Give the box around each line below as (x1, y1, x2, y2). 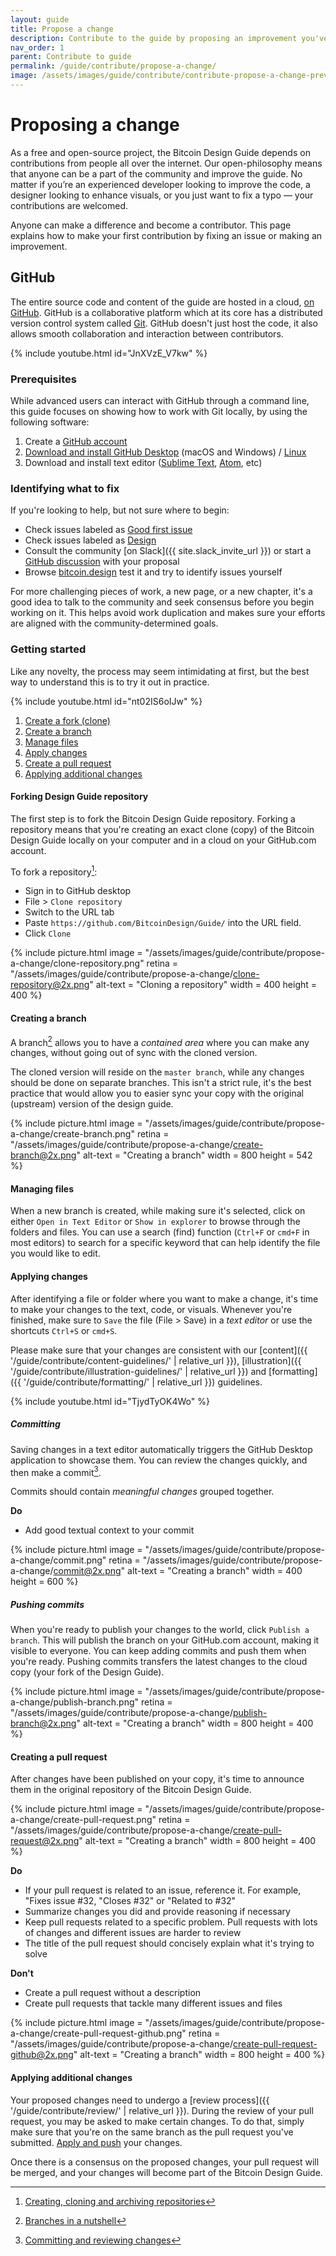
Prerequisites (10, 372, 77, 386)
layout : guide (10, 14, 70, 25)
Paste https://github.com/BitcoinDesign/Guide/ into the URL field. (24, 917, 302, 929)
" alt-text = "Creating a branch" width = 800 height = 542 (76, 1149, 313, 1161)
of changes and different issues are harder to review (24, 1927, 242, 1939)
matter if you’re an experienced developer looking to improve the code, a (10, 178, 311, 190)
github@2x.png (10, 2049, 74, 2061)
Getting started (10, 642, 87, 656)
